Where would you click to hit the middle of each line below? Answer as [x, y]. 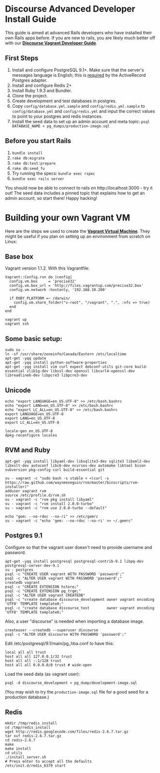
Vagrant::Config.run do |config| [39, 277]
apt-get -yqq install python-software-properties [56, 363]
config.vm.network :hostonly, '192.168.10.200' [58, 290]
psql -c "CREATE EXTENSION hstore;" [42, 587]
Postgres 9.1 [24, 536]
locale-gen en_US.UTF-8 [29, 431]
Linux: [11, 242]
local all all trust [26, 652]
